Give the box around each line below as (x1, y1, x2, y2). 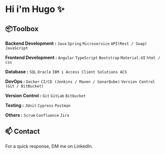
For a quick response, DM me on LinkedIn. (5, 143, 93, 149)
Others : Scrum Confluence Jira (5, 112, 70, 118)
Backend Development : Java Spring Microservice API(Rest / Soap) (5, 40, 147, 46)
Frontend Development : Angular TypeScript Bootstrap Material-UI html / (5, 54, 160, 60)
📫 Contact (5, 127, 40, 136)
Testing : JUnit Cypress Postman (5, 102, 71, 108)
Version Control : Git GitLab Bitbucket (5, 93, 86, 99)
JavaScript (5, 46, 28, 51)
